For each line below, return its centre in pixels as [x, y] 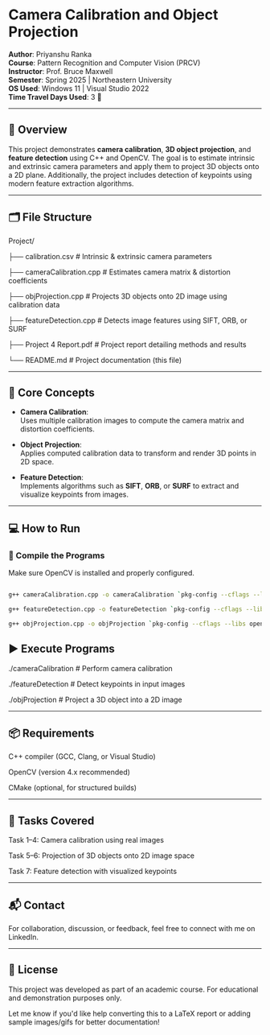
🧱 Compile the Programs [57, 555]
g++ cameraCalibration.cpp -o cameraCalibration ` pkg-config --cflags [129, 595]
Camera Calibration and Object [113, 15]
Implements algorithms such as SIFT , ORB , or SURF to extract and [129, 486]
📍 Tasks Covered [51, 821]
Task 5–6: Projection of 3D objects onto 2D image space [102, 856]
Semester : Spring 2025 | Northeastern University [90, 80]
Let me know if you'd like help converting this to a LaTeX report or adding [129, 1013]
